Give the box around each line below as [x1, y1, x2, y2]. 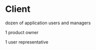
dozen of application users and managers [5, 20, 91, 26]
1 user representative [5, 39, 48, 45]
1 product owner [5, 29, 39, 35]
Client [5, 3, 31, 15]
